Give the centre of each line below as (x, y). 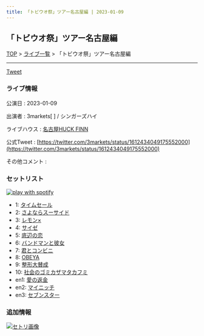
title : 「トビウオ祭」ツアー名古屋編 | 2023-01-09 (65, 12)
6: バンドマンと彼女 (40, 243)
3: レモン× (28, 220)
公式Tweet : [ (23, 142)
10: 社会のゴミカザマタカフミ (51, 272)
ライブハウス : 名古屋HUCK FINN (47, 129)
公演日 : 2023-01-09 (32, 103)
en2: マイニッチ (35, 287)
